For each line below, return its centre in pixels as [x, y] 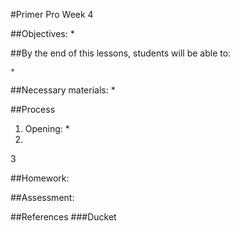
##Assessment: [42, 197]
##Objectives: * [42, 33]
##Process [33, 109]
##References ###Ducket [63, 217]
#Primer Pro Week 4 [52, 14]
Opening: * [47, 128]
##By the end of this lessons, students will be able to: [121, 53]
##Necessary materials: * [63, 90]
